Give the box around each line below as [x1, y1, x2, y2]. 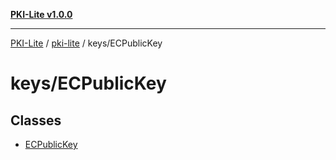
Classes [10, 112, 62, 129]
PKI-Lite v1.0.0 [10, 9, 73, 20]
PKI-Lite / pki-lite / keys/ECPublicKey [10, 37, 163, 49]
